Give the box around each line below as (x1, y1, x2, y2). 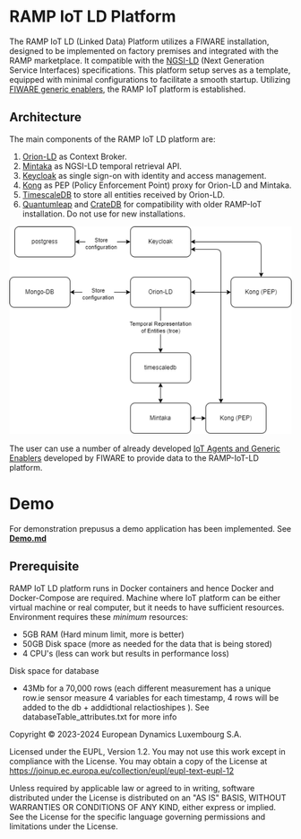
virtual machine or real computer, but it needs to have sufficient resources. (9, 602, 285, 613)
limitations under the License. (9, 820, 118, 832)
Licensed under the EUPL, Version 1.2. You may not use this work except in (9, 746, 287, 756)
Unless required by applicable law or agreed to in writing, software (9, 782, 255, 793)
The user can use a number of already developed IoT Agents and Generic (9, 443, 280, 454)
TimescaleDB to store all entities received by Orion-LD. (21, 189, 226, 199)
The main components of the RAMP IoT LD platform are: (9, 133, 216, 145)
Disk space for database (9, 665, 100, 676)
